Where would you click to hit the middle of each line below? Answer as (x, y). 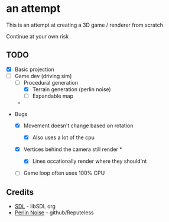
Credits (20, 192)
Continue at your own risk (38, 36)
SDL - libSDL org (35, 207)
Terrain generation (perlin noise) (71, 89)
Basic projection (34, 69)
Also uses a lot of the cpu (63, 137)
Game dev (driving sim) (43, 76)
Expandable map (53, 96)
